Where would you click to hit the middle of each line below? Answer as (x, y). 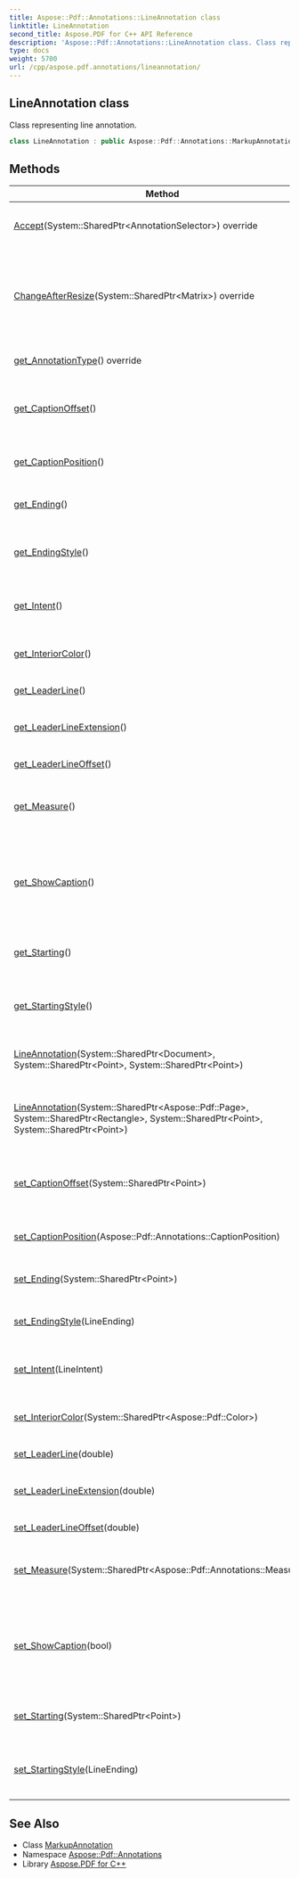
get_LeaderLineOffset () (63, 764)
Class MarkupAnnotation (67, 1845)
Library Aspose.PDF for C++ (74, 1864)
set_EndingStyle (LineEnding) (74, 1322)
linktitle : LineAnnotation (59, 26)
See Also (34, 1823)
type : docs (29, 51)
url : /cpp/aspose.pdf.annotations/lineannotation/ (105, 68)
